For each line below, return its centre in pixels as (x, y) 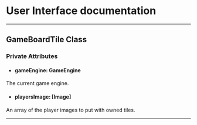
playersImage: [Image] (43, 97)
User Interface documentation (81, 11)
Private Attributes (32, 56)
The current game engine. (38, 83)
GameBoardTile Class (46, 40)
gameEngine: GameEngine (47, 70)
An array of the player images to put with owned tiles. (71, 110)
